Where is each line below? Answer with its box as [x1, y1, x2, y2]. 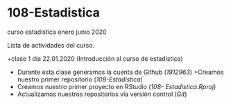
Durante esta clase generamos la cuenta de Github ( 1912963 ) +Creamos [17, 68, 224, 76]
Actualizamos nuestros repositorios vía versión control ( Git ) [17, 90, 187, 98]
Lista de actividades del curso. [7, 41, 95, 49]
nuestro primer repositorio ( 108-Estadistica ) [17, 75, 144, 84]
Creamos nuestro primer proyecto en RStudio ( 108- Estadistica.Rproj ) [17, 82, 216, 90]
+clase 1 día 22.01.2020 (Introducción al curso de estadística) [7, 54, 183, 63]
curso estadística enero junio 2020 [7, 28, 107, 36]
